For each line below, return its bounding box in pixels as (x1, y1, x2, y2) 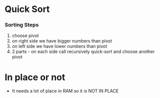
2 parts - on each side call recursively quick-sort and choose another (11, 48, 155, 54)
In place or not (4, 71, 65, 83)
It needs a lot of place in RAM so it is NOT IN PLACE (11, 88, 119, 94)
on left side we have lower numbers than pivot (11, 43, 107, 49)
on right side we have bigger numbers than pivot (11, 38, 112, 44)
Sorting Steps (4, 21, 39, 28)
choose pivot (11, 32, 39, 38)
